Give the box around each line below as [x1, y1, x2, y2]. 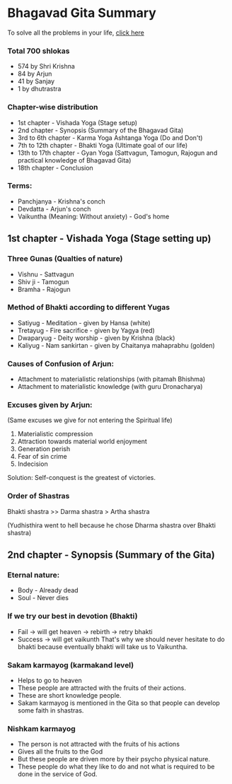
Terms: [7, 181, 33, 191]
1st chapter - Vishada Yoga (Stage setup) [17, 118, 138, 127]
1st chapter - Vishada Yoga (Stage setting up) [7, 233, 211, 245]
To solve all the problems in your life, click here [7, 28, 145, 37]
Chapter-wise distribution [7, 103, 98, 112]
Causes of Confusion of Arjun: [7, 358, 115, 368]
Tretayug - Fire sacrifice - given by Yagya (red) [17, 326, 156, 334]
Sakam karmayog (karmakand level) [7, 660, 134, 669]
